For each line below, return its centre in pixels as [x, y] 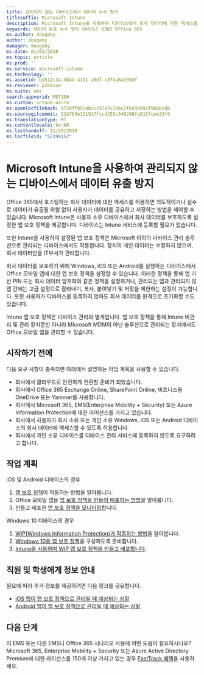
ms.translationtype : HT [37, 119]
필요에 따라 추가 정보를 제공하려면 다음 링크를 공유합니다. [74, 586]
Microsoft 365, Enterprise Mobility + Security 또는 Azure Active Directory [97, 651]
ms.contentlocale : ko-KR [38, 125]
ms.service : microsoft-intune [45, 69]
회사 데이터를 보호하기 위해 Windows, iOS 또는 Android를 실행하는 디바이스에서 [101, 266]
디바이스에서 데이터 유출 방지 [86, 184]
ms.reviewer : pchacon [34, 86]
